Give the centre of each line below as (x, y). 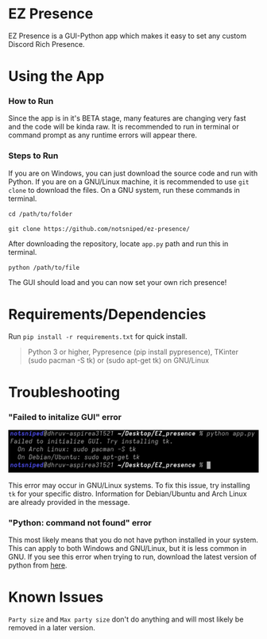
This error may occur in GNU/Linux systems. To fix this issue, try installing (129, 485)
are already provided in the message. (69, 502)
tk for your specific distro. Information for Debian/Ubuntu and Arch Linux (128, 494)
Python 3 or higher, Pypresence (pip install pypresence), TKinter (133, 352)
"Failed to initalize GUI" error (65, 417)
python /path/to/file (44, 268)
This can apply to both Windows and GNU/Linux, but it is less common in (128, 549)
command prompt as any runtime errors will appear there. (103, 135)
